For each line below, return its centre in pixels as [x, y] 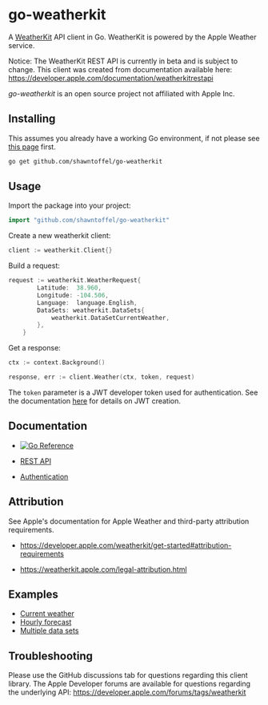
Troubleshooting [51, 656]
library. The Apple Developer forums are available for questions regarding [129, 684]
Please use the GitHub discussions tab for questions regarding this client [128, 675]
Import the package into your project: [70, 205]
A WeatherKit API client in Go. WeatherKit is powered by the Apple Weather [133, 37]
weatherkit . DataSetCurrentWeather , [110, 318]
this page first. [32, 147]
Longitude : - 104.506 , [73, 295]
